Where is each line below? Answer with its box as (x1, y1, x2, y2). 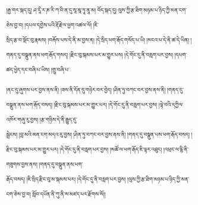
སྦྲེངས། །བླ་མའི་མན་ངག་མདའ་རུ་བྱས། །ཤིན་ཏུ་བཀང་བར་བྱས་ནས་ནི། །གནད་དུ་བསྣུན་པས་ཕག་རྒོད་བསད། (6, 131, 190, 138)
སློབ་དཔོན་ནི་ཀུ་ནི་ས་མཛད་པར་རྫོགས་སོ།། (32, 191, 106, 197)
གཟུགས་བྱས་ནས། (6, 161, 37, 167)
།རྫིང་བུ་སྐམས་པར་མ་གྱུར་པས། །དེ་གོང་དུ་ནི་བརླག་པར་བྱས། (69, 51, 174, 58)
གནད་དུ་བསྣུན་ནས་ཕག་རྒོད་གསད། (6, 51, 68, 58)
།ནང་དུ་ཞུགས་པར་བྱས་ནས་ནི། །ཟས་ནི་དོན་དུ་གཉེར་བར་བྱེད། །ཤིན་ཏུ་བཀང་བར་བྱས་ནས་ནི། (6, 86, 166, 93)
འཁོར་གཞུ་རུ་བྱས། (6, 116, 39, 123)
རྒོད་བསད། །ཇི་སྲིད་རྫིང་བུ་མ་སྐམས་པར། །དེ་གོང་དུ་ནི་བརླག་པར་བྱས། (6, 176, 126, 182)
